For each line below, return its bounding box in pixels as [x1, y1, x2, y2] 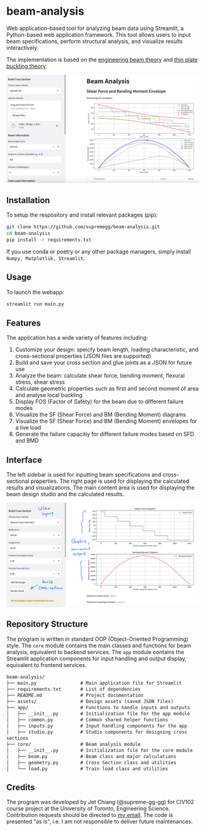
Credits [6, 782, 35, 793]
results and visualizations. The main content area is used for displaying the [6, 484, 195, 491]
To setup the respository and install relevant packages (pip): [6, 211, 158, 218]
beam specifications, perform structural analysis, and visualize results [6, 37, 183, 45]
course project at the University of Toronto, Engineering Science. [6, 805, 170, 812]
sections [6, 735, 29, 741]
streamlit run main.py [6, 301, 64, 307]
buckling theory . [6, 62, 48, 70]
